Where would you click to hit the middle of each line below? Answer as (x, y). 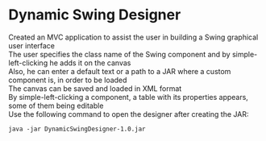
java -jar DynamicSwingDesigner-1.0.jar (77, 129)
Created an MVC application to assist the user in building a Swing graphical (133, 37)
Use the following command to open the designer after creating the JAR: (129, 114)
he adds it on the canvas (90, 63)
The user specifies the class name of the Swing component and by (120, 54)
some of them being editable (56, 106)
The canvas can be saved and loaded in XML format (95, 88)
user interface (31, 45)
